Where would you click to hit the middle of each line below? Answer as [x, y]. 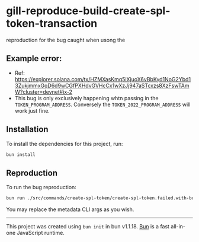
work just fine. [32, 110]
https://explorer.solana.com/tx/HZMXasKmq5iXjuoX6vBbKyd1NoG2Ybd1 [103, 79]
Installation [27, 130]
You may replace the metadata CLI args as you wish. [70, 209]
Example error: [34, 58]
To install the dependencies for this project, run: [65, 144]
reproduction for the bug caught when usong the [66, 40]
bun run [16, 198]
